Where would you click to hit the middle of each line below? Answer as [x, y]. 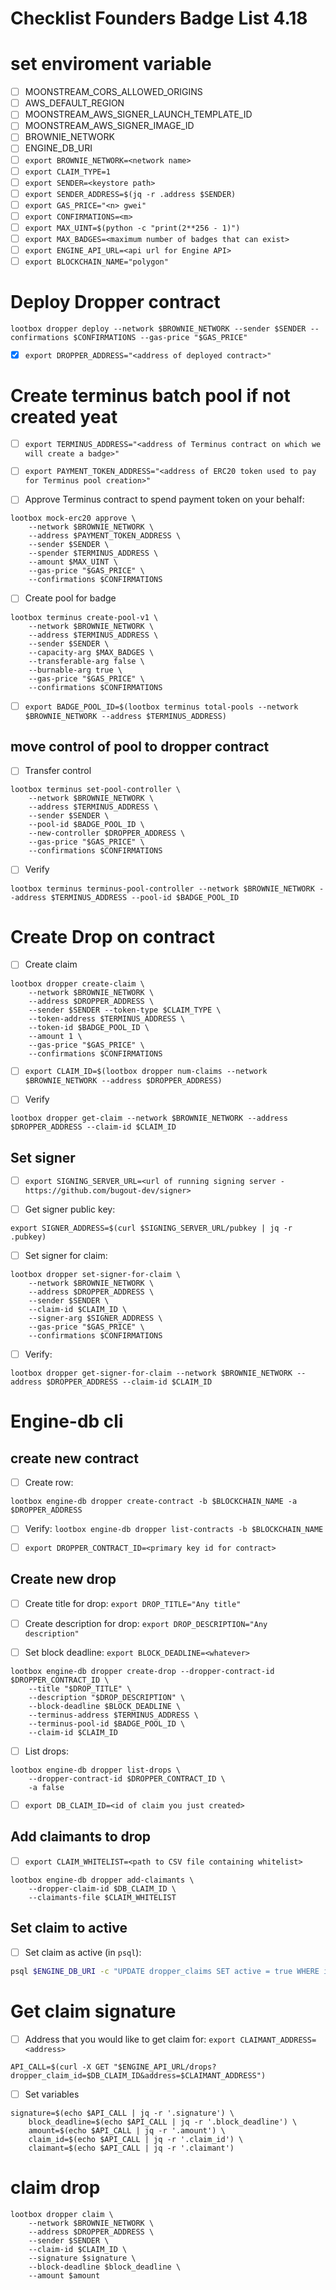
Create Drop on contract [112, 936]
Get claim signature [93, 2011]
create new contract [74, 1458]
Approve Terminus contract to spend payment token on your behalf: [164, 499]
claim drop [55, 2187]
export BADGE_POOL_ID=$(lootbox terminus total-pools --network [161, 707]
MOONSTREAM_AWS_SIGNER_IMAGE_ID [109, 126]
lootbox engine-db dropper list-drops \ [96, 1770]
